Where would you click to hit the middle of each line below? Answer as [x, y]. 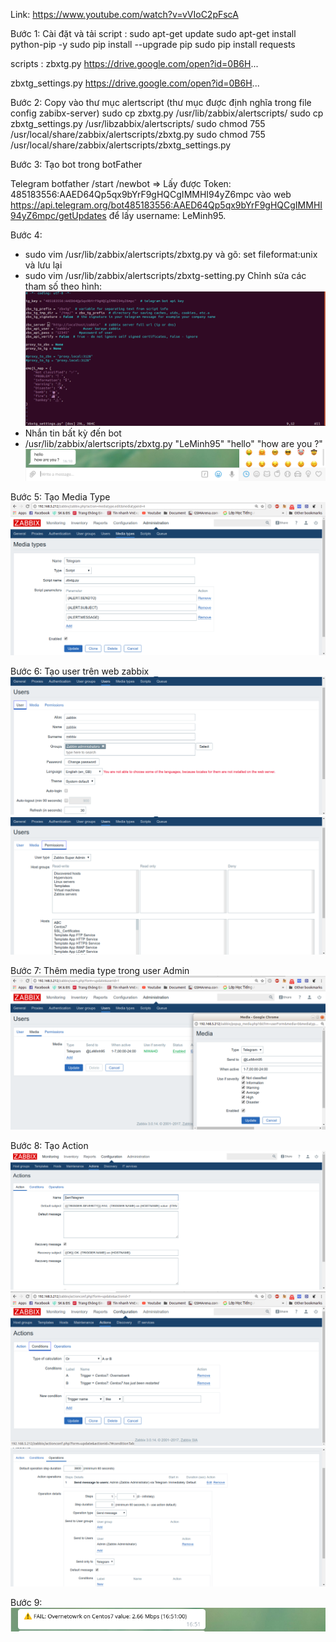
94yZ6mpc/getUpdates [58, 215]
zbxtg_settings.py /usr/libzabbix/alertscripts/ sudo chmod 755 [138, 123]
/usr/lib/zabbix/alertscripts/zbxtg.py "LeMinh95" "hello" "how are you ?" [173, 443]
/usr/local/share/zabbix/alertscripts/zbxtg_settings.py [121, 145]
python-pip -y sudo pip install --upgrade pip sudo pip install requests [153, 44]
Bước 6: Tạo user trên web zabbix [80, 671]
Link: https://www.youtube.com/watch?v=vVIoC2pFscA [124, 14]
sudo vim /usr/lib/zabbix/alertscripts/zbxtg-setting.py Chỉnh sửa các [165, 275]
